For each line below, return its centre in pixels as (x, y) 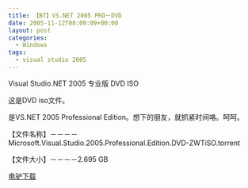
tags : (17, 52)
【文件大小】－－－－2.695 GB (58, 159)
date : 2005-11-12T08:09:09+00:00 (63, 23)
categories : (28, 38)
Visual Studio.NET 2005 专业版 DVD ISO (74, 83)
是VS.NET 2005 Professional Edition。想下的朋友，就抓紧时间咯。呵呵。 (126, 117)
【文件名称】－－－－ (43, 134)
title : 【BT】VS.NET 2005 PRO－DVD (65, 15)
